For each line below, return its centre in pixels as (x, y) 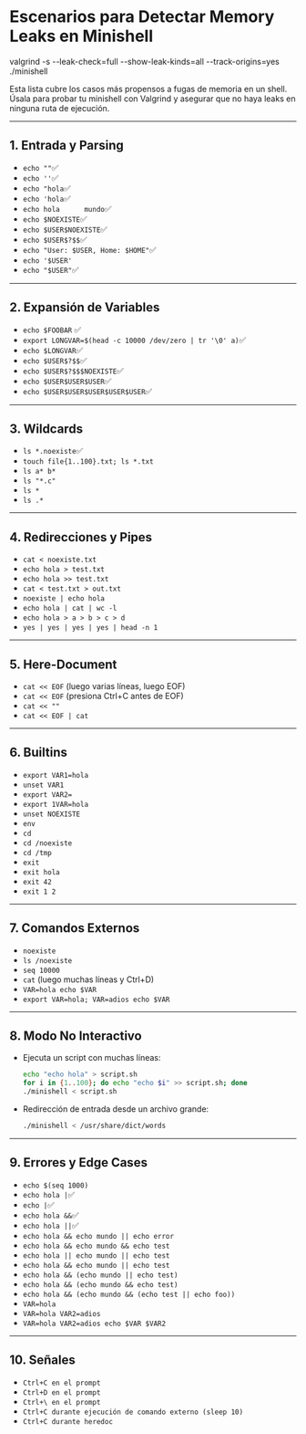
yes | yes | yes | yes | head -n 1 (90, 628)
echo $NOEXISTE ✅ (55, 219)
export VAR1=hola (56, 775)
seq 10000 (41, 970)
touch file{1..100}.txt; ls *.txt (88, 462)
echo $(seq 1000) (56, 1185)
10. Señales (42, 1361)
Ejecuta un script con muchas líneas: (92, 1058)
